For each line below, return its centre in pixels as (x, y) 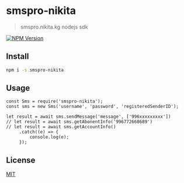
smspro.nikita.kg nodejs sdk (54, 27)
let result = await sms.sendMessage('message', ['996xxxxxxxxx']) (88, 117)
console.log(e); (49, 137)
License (21, 160)
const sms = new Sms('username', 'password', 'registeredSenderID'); (93, 107)
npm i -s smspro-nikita (35, 70)
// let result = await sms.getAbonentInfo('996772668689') (79, 122)
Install (18, 57)
